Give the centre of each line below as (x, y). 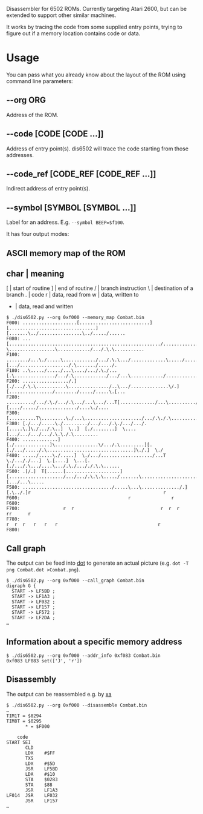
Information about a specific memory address (94, 641)
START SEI (19, 742)
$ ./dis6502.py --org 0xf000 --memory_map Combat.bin (76, 318)
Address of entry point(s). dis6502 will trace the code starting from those (98, 149)
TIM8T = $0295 (24, 721)
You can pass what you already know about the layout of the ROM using (96, 75)
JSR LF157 (42, 801)
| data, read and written (44, 306)
